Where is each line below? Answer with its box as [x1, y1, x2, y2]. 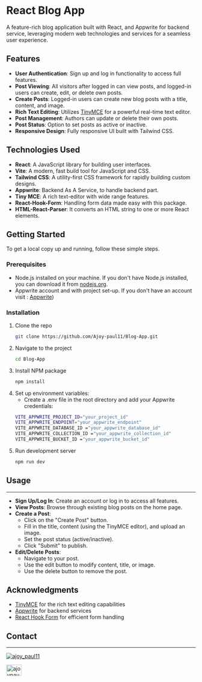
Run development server [14, 447, 76, 454]
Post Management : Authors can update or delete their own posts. [14, 114, 179, 122]
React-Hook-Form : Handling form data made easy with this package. [14, 199, 188, 206]
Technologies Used [6, 145, 80, 155]
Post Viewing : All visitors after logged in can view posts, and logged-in [14, 82, 192, 90]
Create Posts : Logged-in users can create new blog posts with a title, [14, 95, 188, 102]
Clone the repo [14, 321, 52, 329]
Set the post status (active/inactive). [23, 535, 114, 542]
